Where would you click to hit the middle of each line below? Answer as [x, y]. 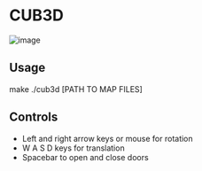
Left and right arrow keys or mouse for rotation [107, 138]
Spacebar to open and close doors [85, 157]
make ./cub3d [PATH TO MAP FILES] [76, 89]
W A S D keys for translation [74, 148]
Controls [34, 117]
